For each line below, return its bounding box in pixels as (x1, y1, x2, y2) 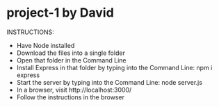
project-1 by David (6, 5, 114, 21)
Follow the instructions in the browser (16, 92, 124, 101)
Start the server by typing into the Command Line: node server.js (16, 78, 203, 86)
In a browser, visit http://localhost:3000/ (16, 85, 132, 94)
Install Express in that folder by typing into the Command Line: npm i (16, 63, 213, 72)
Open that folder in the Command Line (16, 56, 127, 64)
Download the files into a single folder (16, 49, 126, 57)
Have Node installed (16, 41, 75, 49)
